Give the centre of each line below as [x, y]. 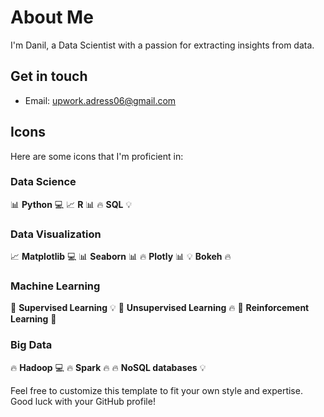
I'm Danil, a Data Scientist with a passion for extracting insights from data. [162, 45]
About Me [52, 17]
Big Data [31, 345]
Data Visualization [56, 234]
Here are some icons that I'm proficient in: [97, 156]
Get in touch [49, 76]
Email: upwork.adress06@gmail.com [100, 100]
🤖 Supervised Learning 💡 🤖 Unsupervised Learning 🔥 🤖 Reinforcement [160, 308]
